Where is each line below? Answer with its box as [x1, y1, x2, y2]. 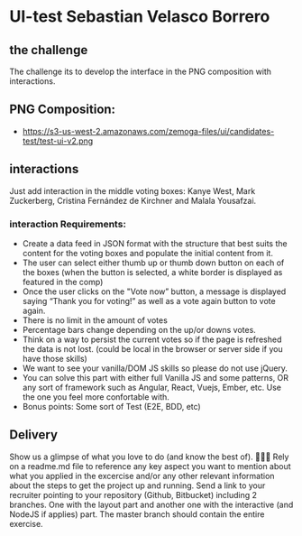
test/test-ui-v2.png [22, 135, 94, 146]
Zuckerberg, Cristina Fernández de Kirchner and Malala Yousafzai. [9, 195, 257, 206]
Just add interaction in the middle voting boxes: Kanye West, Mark [9, 185, 256, 196]
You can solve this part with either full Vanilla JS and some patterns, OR [22, 372, 289, 383]
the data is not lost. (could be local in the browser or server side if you [22, 343, 283, 354]
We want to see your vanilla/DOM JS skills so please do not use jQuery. [22, 363, 288, 374]
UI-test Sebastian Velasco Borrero [9, 6, 270, 27]
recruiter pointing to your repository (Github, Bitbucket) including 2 [9, 489, 258, 500]
